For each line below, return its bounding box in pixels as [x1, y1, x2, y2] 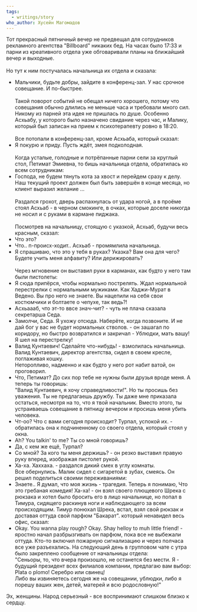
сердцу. [6, 599, 26, 606]
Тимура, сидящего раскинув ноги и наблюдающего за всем [14, 500, 166, 507]
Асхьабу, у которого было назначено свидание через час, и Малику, [14, 116, 189, 124]
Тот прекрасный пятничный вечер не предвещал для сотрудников [6, 36, 174, 43]
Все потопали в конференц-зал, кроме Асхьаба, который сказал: [14, 135, 179, 143]
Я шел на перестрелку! [14, 336, 73, 344]
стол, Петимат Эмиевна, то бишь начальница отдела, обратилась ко [14, 160, 188, 167]
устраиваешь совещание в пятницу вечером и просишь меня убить [14, 406, 187, 413]
